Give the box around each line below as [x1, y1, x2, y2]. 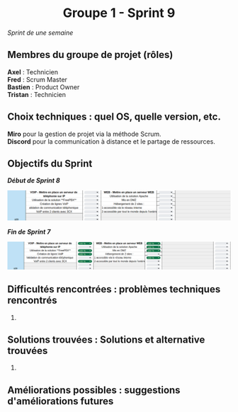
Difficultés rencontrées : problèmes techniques [7, 283, 221, 295]
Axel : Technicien [7, 67, 59, 76]
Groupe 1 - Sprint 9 [62, 5, 176, 21]
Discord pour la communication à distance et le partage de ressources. [7, 137, 216, 146]
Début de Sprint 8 [7, 176, 60, 185]
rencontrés [7, 294, 57, 307]
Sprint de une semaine [7, 28, 74, 37]
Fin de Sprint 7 [7, 228, 51, 236]
